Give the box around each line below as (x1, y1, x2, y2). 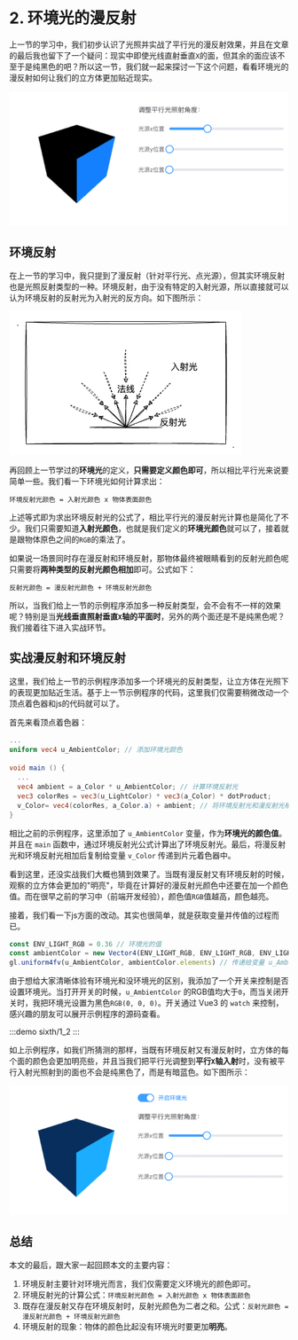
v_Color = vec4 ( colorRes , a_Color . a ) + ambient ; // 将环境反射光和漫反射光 (17, 801, 286, 810)
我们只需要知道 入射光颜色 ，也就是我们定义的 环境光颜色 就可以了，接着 (24, 522, 281, 533)
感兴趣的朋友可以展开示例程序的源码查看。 (9, 1008, 165, 1020)
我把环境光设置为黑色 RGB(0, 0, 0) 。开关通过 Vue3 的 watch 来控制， (32, 998, 284, 1008)
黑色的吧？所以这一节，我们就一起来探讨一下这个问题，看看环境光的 (39, 61, 289, 72)
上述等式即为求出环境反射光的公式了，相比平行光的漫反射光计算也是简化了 (9, 512, 281, 522)
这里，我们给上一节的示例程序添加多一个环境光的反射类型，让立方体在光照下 (9, 676, 289, 686)
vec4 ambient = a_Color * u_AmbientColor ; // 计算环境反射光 (17, 782, 239, 792)
